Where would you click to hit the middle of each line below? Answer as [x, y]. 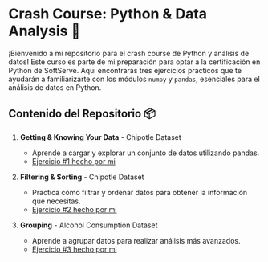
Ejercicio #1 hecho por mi [74, 161]
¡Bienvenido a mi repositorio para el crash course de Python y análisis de [129, 53]
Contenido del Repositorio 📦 [82, 114]
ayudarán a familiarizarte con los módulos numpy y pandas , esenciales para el [134, 79]
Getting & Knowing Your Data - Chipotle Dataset [101, 137]
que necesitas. [56, 201]
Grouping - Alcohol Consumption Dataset [89, 225]
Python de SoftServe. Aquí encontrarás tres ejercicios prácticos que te [125, 70]
